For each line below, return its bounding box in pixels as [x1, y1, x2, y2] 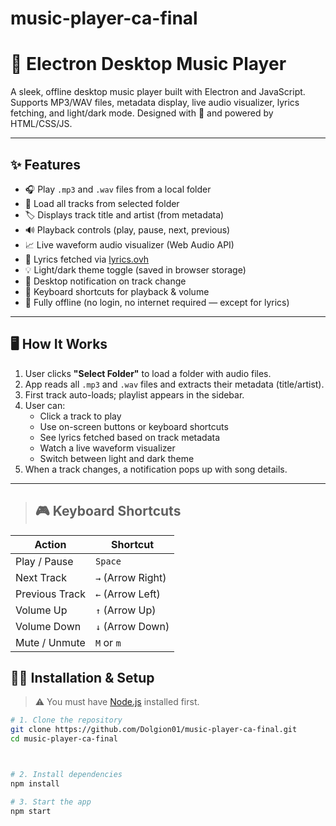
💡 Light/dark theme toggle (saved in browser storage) [24, 263, 247, 276]
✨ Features [10, 156, 81, 173]
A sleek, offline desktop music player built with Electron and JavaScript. [10, 86, 306, 98]
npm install [10, 778, 60, 789]
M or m [95, 635, 122, 649]
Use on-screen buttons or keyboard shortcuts [39, 420, 229, 432]
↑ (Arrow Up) [95, 603, 157, 617]
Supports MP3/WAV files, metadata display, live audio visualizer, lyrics [10, 97, 300, 109]
